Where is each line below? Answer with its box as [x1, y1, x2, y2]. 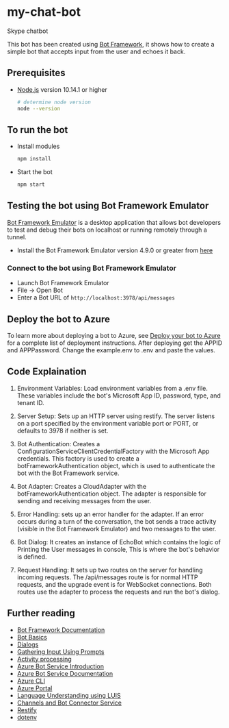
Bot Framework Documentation [16, 625, 105, 634]
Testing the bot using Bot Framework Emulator [7, 200, 209, 212]
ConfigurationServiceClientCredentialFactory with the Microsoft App [16, 447, 210, 455]
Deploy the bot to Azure [7, 313, 111, 325]
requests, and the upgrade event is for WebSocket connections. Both [16, 580, 212, 588]
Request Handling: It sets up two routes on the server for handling [16, 566, 203, 574]
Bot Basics [16, 633, 48, 641]
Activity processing [16, 655, 72, 663]
